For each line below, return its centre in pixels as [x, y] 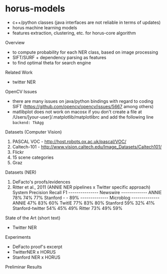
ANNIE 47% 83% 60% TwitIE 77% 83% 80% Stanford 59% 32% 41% [83, 203]
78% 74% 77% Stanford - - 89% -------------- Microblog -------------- [86, 198]
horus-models [35, 9]
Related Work [19, 72]
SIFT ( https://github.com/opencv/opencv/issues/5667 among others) [83, 106]
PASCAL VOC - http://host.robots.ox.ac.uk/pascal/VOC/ [69, 141]
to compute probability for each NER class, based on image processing [85, 52]
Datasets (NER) [21, 172]
